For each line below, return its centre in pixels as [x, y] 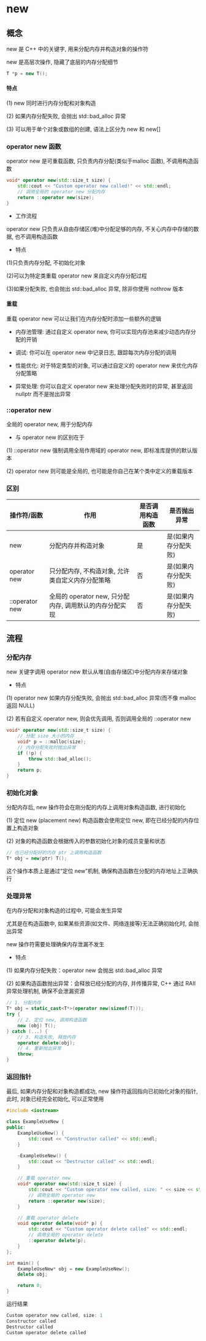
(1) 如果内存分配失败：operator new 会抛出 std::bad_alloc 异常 [84, 970]
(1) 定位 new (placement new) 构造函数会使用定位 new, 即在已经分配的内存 [100, 820]
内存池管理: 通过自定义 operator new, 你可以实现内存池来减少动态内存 [103, 332]
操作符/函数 [26, 515]
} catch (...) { [27, 1031]
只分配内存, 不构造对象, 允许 [89, 571]
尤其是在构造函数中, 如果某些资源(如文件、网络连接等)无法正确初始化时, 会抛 [103, 923]
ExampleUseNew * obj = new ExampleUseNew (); [74, 1269]
